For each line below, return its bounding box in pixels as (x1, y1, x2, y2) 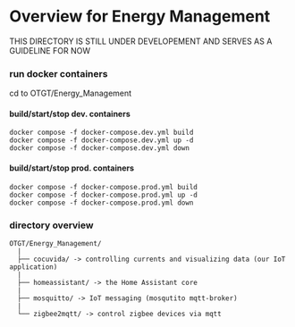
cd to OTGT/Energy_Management (9, 88, 132, 99)
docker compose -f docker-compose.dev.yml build (9, 128, 194, 138)
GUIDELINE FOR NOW (9, 45, 91, 55)
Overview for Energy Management (9, 6, 271, 27)
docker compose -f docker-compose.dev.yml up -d (9, 136, 194, 145)
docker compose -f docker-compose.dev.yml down (9, 144, 190, 153)
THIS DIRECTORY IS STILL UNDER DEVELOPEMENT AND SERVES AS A (9, 36, 273, 46)
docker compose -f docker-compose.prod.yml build (9, 182, 198, 191)
